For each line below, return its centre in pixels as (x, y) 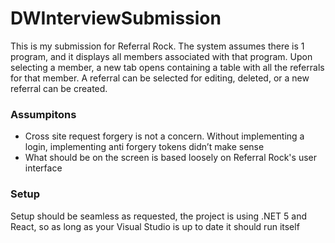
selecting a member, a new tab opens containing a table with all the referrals (167, 67)
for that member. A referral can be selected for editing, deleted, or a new (160, 78)
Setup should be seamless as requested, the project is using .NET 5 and (158, 216)
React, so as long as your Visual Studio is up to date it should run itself (155, 226)
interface (43, 168)
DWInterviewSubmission (116, 18)
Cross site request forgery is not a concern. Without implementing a (164, 136)
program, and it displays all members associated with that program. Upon (161, 56)
